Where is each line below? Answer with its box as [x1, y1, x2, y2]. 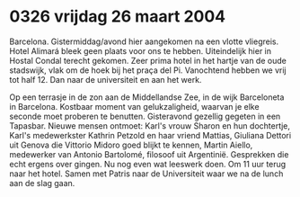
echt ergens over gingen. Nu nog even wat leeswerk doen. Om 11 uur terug [9, 158, 287, 169]
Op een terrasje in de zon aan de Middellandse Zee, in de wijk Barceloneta [9, 92, 285, 103]
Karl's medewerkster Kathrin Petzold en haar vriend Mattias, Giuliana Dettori [9, 130, 292, 140]
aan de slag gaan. [9, 177, 75, 188]
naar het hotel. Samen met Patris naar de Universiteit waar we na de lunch [9, 168, 284, 179]
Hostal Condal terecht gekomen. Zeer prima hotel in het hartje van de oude [9, 55, 287, 66]
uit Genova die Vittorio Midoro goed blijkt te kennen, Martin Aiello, [9, 139, 253, 150]
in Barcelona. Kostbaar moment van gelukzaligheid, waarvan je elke [9, 101, 260, 112]
